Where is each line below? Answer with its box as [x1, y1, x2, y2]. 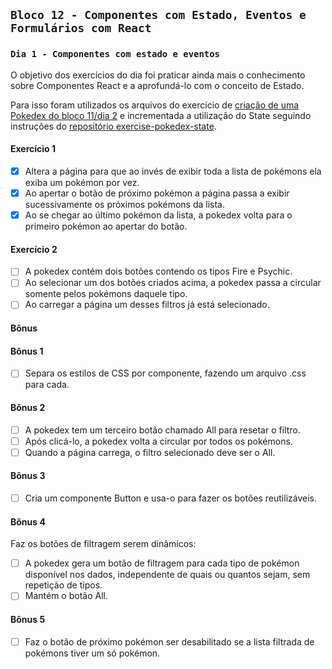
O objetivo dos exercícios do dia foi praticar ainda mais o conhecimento [10, 69, 306, 81]
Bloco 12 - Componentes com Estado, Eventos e [10, 8, 307, 23]
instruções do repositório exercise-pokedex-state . [10, 120, 217, 132]
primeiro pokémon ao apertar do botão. [24, 220, 188, 233]
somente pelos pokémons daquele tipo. [24, 288, 188, 300]
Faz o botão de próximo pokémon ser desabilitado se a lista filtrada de [24, 635, 315, 648]
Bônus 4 [10, 515, 46, 528]
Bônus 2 [10, 401, 46, 413]
